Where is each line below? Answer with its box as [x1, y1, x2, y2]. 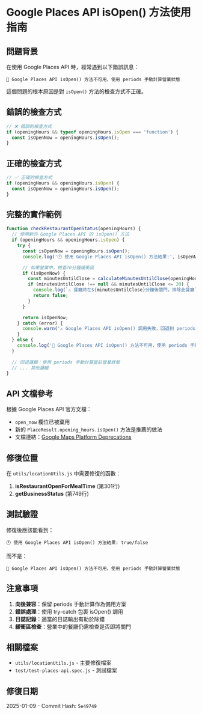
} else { [11, 337, 34, 343]
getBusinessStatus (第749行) [14, 490, 89, 497]
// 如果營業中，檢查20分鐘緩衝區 [22, 264, 94, 270]
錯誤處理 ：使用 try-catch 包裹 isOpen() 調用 [14, 608, 123, 615]
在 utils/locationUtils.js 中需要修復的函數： [6, 469, 121, 477]
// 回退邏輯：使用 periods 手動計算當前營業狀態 [11, 359, 120, 365]
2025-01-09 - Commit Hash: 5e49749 [6, 703, 97, 710]
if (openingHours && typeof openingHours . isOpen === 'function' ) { [6, 129, 179, 135]
